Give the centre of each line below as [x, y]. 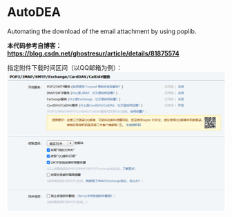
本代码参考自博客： [35, 45]
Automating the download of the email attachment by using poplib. [102, 31]
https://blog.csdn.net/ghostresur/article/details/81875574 [93, 53]
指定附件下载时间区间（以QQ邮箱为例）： [65, 67]
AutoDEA [34, 12]
